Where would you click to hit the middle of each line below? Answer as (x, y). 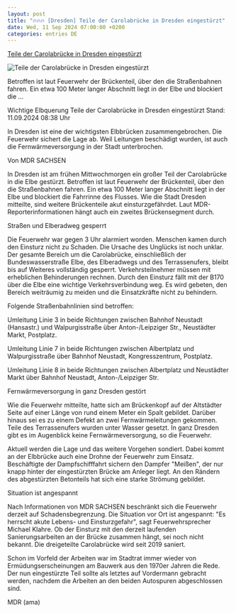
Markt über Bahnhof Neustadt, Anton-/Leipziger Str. (83, 378)
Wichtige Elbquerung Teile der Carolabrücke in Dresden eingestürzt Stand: (116, 110)
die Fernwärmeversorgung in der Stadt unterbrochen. (85, 147)
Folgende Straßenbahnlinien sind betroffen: (71, 306)
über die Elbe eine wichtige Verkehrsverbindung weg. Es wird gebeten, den (118, 285)
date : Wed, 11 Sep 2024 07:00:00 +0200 (66, 27)
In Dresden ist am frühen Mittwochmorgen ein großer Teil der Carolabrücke (117, 174)
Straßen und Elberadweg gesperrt (57, 226)
